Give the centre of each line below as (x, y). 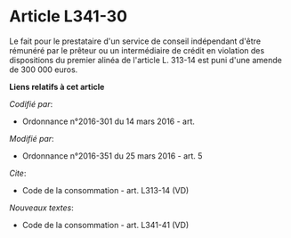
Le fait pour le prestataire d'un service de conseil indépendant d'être (135, 41)
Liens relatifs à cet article (57, 86)
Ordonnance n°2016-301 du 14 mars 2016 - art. (109, 121)
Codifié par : (31, 103)
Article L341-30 (68, 16)
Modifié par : (32, 138)
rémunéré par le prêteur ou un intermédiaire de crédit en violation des (137, 50)
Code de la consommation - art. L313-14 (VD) (105, 190)
